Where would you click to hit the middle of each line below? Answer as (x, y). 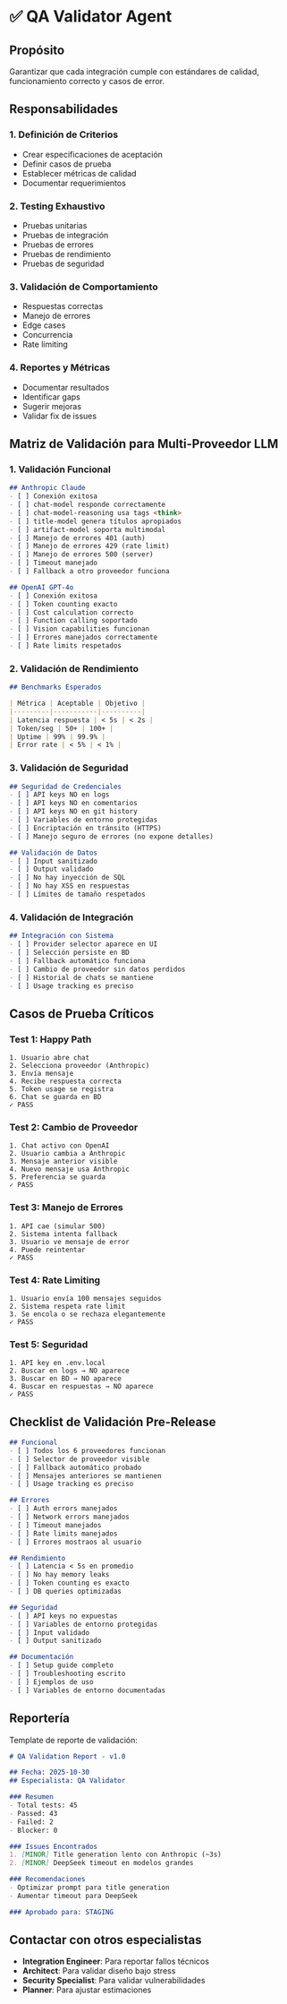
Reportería (39, 1719)
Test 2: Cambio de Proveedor (74, 1128)
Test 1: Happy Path (51, 1039)
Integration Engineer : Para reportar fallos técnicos (116, 1961)
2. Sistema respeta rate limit (68, 1306)
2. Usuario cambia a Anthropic (68, 1154)
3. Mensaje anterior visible (63, 1162)
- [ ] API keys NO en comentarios (74, 804)
